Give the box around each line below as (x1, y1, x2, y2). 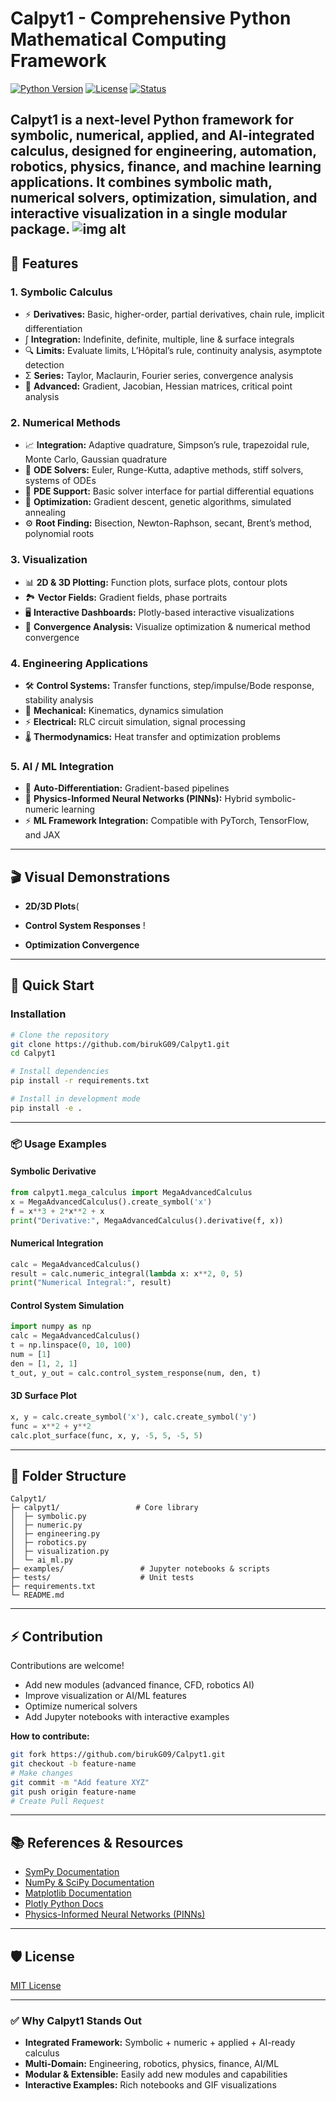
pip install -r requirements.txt (10, 1076, 150, 1086)
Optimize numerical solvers (24, 1700, 138, 1712)
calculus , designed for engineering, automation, (10, 143, 317, 160)
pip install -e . (10, 1103, 83, 1113)
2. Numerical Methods (10, 415, 121, 429)
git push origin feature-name (10, 1787, 137, 1797)
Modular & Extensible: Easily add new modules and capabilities (24, 2068, 288, 2081)
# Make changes (10, 1768, 74, 1778)
